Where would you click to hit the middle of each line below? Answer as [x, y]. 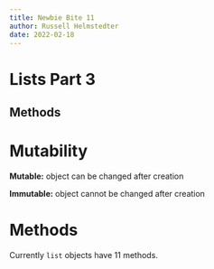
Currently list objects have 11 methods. [84, 255]
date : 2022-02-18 [42, 34]
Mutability [49, 151]
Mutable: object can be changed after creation [97, 176]
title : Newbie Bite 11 [52, 18]
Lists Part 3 [53, 79]
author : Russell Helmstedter [64, 26]
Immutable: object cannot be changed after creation [107, 193]
